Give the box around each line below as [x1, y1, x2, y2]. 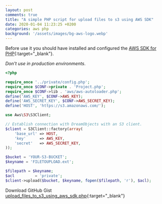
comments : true [5, 12, 38, 17]
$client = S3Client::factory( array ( [5, 126, 83, 132]
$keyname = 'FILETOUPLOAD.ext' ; [5, 159, 74, 165]
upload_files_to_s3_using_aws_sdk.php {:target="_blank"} [5, 192, 125, 199]
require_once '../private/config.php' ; [5, 80, 90, 85]
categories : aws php [5, 27, 49, 32]
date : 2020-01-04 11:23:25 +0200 [5, 21, 76, 27]
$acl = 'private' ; [5, 173, 63, 178]
